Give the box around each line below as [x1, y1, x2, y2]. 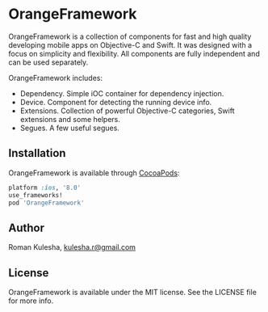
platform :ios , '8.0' [8, 183, 82, 192]
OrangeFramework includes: [8, 73, 103, 82]
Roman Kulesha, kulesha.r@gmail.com [8, 242, 136, 252]
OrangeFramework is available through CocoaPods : [8, 167, 180, 178]
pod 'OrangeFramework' [8, 199, 85, 207]
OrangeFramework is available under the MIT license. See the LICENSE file [8, 288, 257, 297]
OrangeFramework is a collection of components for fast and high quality [8, 32, 252, 41]
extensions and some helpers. [19, 114, 121, 124]
